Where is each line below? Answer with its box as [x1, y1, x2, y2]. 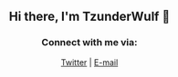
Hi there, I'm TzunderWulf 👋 [8, 9, 171, 24]
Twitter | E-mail [60, 56, 119, 68]
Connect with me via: [41, 36, 138, 49]
